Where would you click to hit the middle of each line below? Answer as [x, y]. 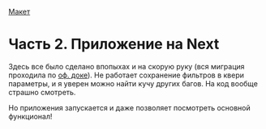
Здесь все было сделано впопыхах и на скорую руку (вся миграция [127, 66]
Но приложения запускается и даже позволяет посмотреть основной [130, 107]
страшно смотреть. [42, 92]
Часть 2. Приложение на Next [114, 44]
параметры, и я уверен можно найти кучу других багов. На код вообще [133, 83]
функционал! [30, 116]
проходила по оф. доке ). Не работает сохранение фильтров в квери [127, 75]
